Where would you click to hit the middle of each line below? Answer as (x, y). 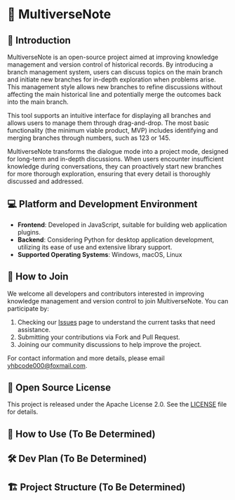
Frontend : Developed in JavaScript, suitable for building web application (122, 225)
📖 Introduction (39, 40)
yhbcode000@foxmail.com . (47, 365)
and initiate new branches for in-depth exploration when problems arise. (112, 79)
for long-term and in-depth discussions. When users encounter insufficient (116, 159)
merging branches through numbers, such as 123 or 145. (89, 138)
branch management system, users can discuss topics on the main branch (115, 72)
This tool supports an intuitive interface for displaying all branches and (109, 116)
